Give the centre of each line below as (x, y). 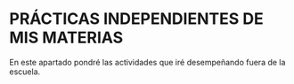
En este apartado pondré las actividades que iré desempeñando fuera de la (147, 62)
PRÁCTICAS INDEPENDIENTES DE (137, 19)
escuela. (25, 72)
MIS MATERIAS (66, 38)
